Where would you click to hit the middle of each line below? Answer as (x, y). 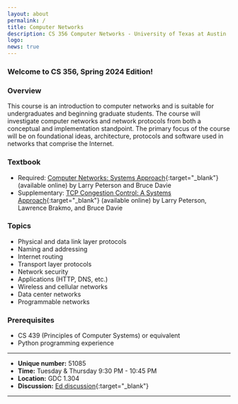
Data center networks (49, 294)
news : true (23, 47)
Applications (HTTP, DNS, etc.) (63, 279)
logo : (15, 40)
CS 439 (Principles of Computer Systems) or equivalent (99, 336)
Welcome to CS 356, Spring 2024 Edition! (80, 72)
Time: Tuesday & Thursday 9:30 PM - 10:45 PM (87, 371)
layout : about (28, 14)
